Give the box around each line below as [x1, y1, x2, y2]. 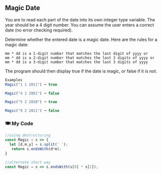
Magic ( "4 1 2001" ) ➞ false [5, 91, 59, 96]
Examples [5, 77, 23, 82]
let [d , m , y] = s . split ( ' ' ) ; [9, 142, 68, 147]
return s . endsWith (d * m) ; [11, 147, 62, 152]
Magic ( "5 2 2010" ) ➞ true [5, 100, 57, 104]
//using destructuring [5, 133, 51, 138]
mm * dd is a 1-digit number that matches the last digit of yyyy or [5, 51, 148, 56]
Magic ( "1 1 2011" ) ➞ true [5, 82, 57, 87]
